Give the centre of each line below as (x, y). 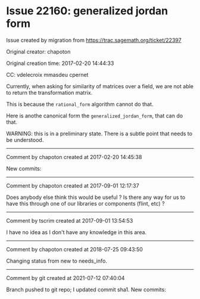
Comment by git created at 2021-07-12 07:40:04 (65, 278)
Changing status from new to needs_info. (57, 261)
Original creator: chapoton (38, 51)
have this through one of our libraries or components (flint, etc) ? (85, 203)
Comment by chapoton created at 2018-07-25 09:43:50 (74, 249)
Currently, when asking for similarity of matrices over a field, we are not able (100, 86)
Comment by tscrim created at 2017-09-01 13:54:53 (70, 220)
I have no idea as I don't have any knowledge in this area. (76, 232)
